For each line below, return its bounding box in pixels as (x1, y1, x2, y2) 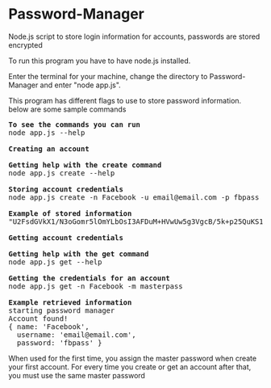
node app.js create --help (8, 168, 115, 178)
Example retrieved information (8, 297, 132, 307)
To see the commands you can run (8, 120, 141, 129)
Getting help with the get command (8, 249, 149, 259)
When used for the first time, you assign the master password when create (8, 353, 256, 363)
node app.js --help (8, 128, 85, 137)
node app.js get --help (8, 257, 102, 267)
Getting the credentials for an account (8, 273, 171, 283)
